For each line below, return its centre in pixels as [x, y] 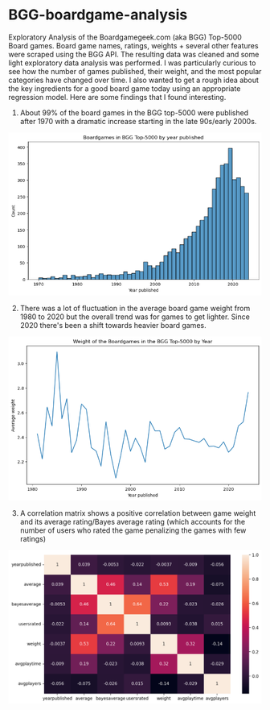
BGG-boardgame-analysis [98, 15]
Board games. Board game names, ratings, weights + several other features [133, 45]
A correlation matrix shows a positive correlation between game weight [138, 513]
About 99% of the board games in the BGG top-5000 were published [134, 112]
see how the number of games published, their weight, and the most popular [135, 71]
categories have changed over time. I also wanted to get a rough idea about [134, 80]
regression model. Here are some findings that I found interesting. [117, 97]
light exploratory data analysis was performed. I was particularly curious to [132, 63]
